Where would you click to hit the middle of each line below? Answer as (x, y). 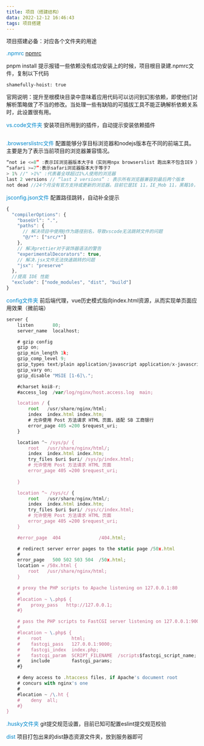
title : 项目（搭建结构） (34, 12)
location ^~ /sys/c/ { (46, 493)
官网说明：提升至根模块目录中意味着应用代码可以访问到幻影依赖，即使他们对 (102, 97)
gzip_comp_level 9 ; (42, 359)
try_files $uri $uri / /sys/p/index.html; (81, 459)
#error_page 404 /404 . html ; (72, 538)
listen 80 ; (39, 325)
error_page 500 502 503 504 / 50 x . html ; (72, 560)
